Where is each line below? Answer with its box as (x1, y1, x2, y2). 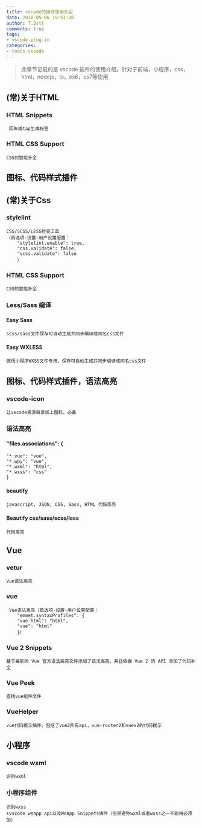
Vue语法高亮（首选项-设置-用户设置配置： (8, 607, 99, 613)
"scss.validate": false (17, 250, 77, 257)
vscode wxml (6, 758, 46, 767)
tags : (6, 31, 20, 37)
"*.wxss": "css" (6, 469, 47, 475)
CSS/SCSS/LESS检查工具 (6, 228, 60, 234)
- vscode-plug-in (6, 37, 50, 43)
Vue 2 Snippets (6, 643, 52, 652)
